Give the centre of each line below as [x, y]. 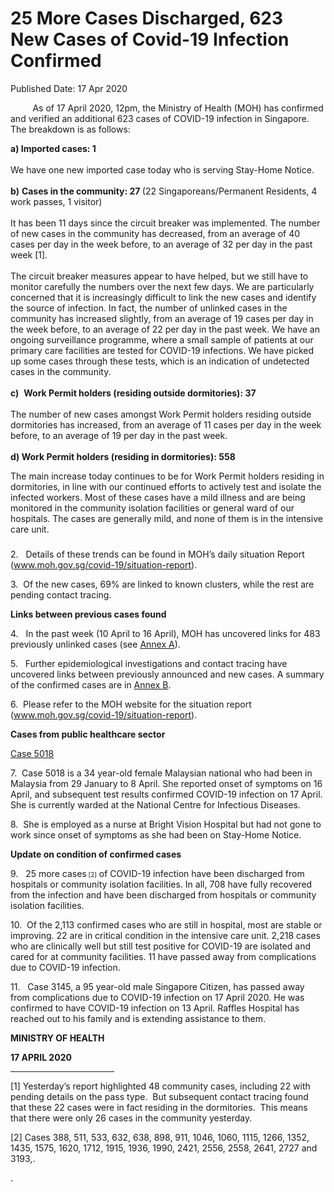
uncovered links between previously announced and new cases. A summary [167, 674]
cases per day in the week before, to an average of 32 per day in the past [161, 244]
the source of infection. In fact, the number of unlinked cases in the [149, 308]
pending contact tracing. [61, 594]
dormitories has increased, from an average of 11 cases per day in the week [166, 424]
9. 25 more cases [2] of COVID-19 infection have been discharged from [157, 873]
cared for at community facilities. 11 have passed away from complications [163, 956]
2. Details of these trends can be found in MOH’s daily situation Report [157, 554]
